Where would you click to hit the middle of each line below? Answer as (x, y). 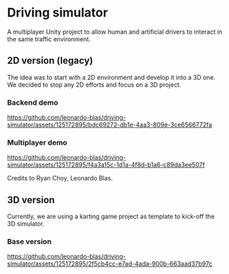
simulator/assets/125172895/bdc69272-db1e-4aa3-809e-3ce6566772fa (110, 125)
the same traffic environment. (49, 39)
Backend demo (33, 103)
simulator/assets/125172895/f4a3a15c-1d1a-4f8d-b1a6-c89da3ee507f (106, 165)
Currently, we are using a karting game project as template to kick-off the (111, 217)
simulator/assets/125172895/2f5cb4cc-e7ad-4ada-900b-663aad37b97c (110, 264)
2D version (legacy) (50, 61)
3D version (31, 200)
